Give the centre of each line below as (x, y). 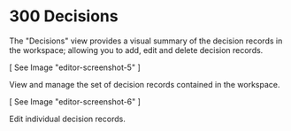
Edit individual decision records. (67, 119)
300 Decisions (64, 16)
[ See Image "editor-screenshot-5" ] (75, 67)
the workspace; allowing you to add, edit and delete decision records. (136, 50)
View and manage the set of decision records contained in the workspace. (145, 84)
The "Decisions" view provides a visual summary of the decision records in (146, 41)
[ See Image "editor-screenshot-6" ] (75, 101)
